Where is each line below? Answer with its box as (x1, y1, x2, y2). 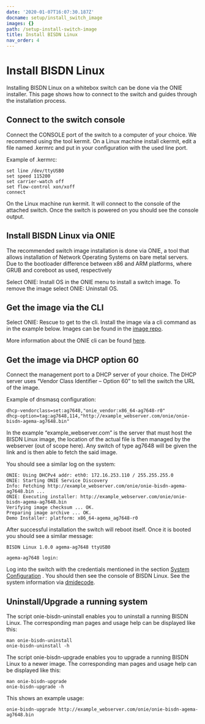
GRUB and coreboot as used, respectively (6, 266, 112, 274)
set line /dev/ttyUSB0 (6, 168, 64, 174)
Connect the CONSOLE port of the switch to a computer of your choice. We (6, 131, 197, 138)
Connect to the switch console (6, 114, 125, 125)
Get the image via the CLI (6, 302, 104, 313)
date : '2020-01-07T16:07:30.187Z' (6, 9, 95, 15)
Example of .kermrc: (6, 155, 58, 163)
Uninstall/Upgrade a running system (6, 596, 148, 606)
